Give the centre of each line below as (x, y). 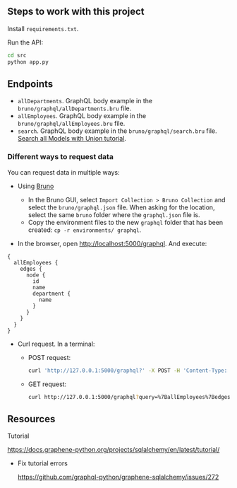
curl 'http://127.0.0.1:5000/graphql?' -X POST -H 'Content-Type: (128, 371)
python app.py (28, 62)
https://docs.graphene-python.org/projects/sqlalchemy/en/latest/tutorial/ (114, 450)
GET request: (47, 384)
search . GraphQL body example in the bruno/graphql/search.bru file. (117, 131)
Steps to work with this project (76, 12)
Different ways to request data (61, 157)
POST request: (49, 357)
